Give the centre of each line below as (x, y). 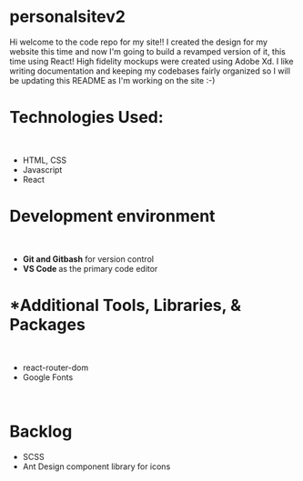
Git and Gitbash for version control (88, 259)
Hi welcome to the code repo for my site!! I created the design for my (139, 42)
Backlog (41, 431)
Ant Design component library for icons (96, 466)
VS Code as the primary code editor (90, 268)
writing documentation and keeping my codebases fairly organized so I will (150, 71)
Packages (48, 325)
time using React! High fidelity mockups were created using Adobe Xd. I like (151, 61)
